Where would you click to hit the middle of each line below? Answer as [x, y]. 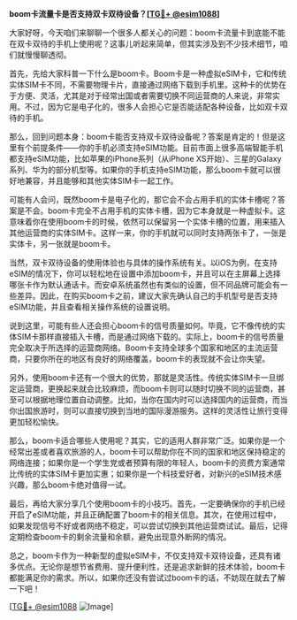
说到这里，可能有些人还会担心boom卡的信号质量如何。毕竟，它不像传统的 [144, 325]
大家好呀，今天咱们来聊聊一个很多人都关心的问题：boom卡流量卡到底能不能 [147, 33]
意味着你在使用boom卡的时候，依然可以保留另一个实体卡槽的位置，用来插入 [147, 222]
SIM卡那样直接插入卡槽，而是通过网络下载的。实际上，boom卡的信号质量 [150, 337]
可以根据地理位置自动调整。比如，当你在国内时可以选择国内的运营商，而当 [152, 400]
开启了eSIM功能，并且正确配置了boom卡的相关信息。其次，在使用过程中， [145, 515]
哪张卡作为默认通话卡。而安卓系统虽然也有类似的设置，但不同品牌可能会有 [145, 285]
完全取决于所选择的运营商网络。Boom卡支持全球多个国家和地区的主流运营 [144, 348]
